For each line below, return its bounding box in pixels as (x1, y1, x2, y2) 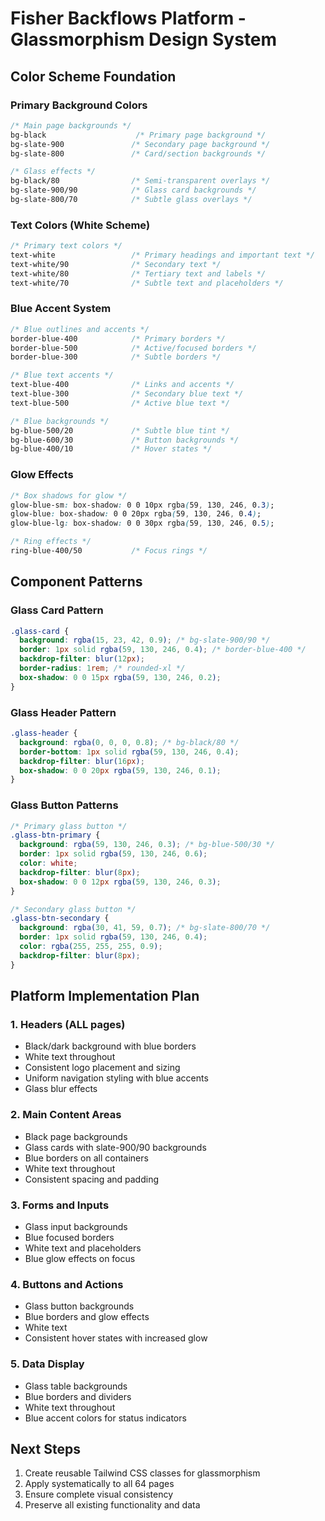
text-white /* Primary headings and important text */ (10, 250, 315, 261)
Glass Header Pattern (10, 705, 117, 719)
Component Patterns (10, 573, 143, 591)
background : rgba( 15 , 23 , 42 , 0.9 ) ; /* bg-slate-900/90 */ (19, 635, 271, 646)
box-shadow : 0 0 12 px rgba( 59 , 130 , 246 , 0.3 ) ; (19, 877, 222, 887)
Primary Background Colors (10, 98, 148, 112)
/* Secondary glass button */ (10, 904, 137, 914)
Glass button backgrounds (24, 1300, 135, 1312)
